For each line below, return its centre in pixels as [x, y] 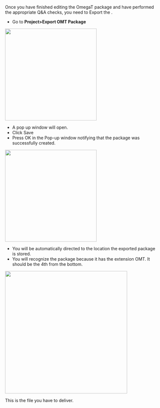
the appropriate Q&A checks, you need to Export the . [59, 12]
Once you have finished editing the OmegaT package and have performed [80, 7]
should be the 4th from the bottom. [47, 264]
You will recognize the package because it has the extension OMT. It [81, 259]
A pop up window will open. [40, 127]
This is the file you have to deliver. [40, 400]
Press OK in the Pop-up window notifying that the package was [76, 138]
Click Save [23, 132]
